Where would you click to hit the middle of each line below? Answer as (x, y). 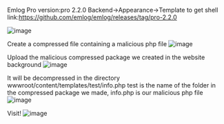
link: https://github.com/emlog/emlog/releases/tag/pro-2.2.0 (92, 17)
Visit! (14, 113)
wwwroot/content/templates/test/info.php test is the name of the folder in (111, 85)
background (24, 64)
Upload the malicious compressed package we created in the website (106, 57)
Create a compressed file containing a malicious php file (87, 44)
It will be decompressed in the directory (64, 78)
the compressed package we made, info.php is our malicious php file (105, 93)
